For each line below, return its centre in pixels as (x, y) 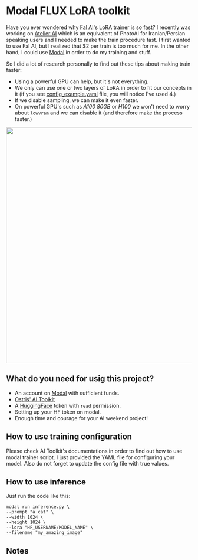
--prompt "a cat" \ (30, 512)
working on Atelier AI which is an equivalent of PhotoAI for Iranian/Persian (96, 33)
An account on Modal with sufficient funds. (67, 393)
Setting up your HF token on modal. (58, 412)
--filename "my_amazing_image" (44, 533)
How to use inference (46, 482)
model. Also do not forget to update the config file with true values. (88, 463)
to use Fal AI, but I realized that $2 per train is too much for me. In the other (98, 46)
